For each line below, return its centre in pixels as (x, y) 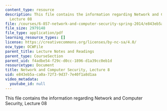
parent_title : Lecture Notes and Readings (50, 51)
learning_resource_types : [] (35, 38)
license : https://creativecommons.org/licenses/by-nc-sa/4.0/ (71, 42)
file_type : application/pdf (34, 33)
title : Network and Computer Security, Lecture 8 (58, 70)
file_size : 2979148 (25, 28)
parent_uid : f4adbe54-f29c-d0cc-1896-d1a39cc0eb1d (59, 61)
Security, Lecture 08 (26, 103)
